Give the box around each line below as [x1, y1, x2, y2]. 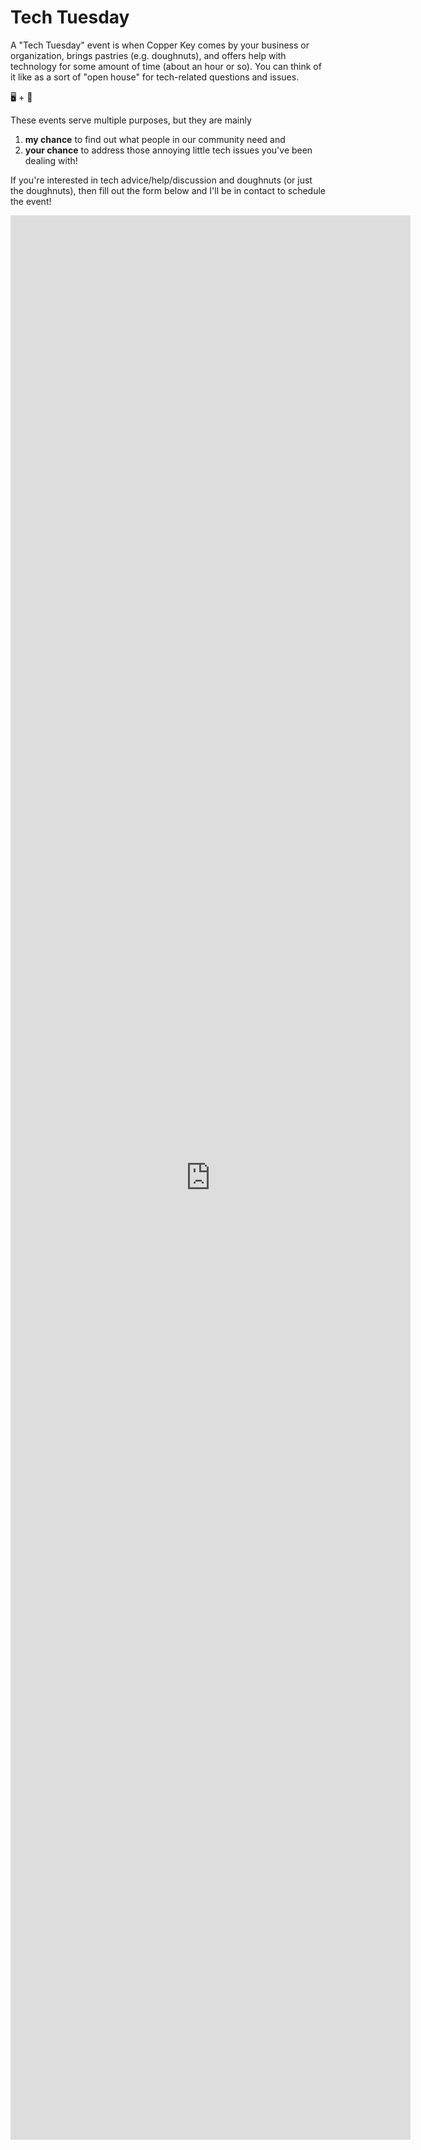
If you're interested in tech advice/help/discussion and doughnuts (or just [10, 174, 313, 186]
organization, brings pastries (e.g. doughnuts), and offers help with [10, 49, 287, 61]
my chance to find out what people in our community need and [24, 133, 286, 145]
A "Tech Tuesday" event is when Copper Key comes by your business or [10, 39, 310, 51]
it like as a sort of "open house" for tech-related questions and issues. [10, 71, 300, 83]
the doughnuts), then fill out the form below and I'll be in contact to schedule [10, 184, 326, 196]
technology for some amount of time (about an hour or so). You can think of [10, 60, 322, 72]
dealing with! [24, 154, 78, 166]
